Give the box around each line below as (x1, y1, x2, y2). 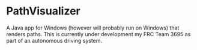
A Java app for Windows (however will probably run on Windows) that (6, 24, 180, 31)
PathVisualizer (6, 4, 80, 18)
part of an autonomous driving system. (6, 37, 103, 44)
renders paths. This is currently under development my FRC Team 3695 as (6, 30, 191, 37)
